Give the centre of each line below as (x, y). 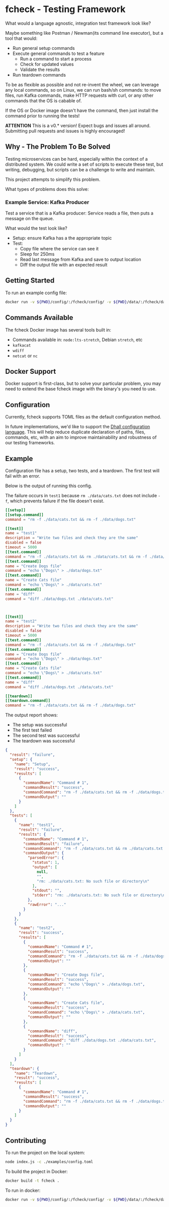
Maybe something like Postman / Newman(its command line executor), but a (84, 33)
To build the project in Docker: (36, 1171)
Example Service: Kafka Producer (47, 202)
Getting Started (30, 281)
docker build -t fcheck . (32, 1181)
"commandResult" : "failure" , (54, 844)
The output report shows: (31, 715)
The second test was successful (46, 735)
